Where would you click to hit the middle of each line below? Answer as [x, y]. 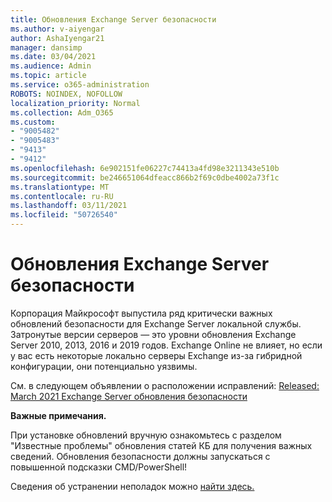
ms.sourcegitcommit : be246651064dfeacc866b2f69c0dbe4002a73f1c [145, 177]
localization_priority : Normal [75, 103]
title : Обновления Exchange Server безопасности [113, 19]
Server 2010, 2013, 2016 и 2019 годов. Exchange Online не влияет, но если [166, 345]
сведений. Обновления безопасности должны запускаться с [140, 456]
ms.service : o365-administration [80, 85]
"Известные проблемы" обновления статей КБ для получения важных [161, 445]
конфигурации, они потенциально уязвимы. [104, 366]
